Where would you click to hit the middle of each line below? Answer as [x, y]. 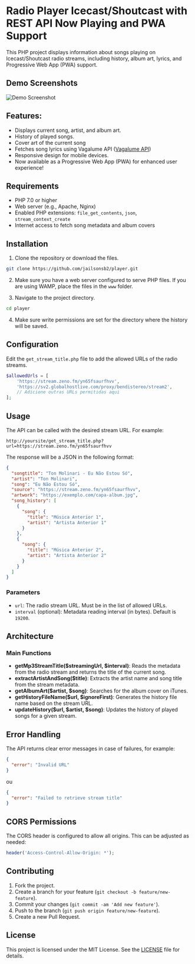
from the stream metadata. [47, 685]
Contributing [30, 871]
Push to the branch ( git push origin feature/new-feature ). [87, 910]
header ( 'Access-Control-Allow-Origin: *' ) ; [60, 853]
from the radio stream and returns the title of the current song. [90, 672]
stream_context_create [42, 220]
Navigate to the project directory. [55, 298]
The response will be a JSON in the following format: [70, 457]
